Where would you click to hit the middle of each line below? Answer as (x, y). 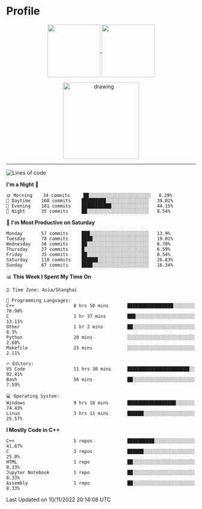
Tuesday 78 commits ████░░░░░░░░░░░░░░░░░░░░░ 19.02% (90, 239)
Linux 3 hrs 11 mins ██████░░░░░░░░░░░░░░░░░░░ (101, 413)
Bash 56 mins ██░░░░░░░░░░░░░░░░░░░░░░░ (101, 379)
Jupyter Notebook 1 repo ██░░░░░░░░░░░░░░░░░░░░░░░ (101, 472)
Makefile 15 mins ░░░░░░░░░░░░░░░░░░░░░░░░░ (101, 348)
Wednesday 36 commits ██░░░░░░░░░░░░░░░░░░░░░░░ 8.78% (88, 244)
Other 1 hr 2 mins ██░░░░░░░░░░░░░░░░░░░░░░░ (101, 326)
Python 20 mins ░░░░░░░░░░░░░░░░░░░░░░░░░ (101, 337)
